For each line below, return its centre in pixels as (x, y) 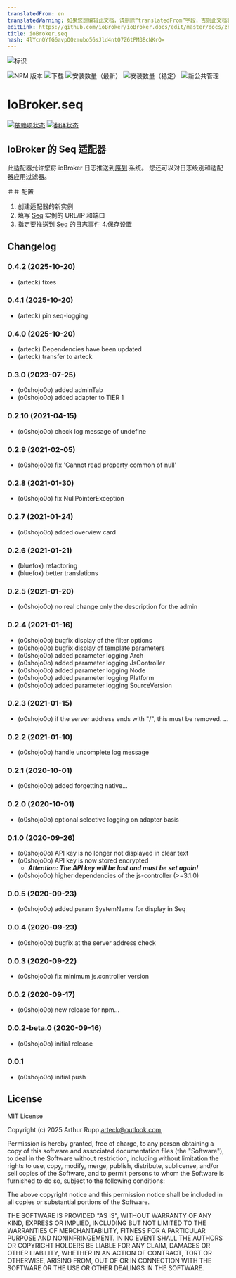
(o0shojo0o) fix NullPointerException (71, 499)
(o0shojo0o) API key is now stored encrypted (83, 860)
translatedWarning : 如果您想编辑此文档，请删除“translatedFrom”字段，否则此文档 (117, 20)
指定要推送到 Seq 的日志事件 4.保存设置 (74, 224)
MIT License (25, 1116)
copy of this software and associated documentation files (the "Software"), (116, 1151)
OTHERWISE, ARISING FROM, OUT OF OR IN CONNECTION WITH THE (110, 1260)
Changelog (32, 247)
